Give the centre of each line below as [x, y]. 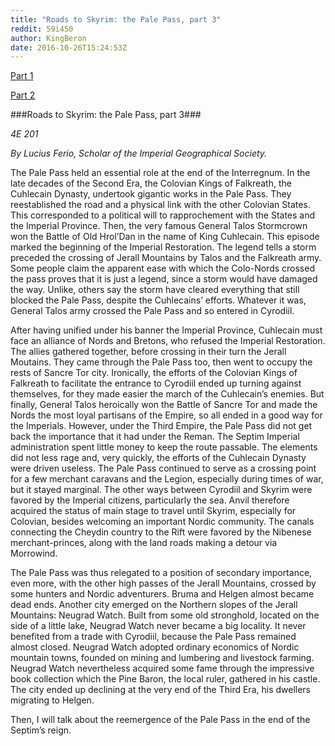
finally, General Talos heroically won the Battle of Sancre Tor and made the [164, 405]
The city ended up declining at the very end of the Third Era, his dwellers [161, 690]
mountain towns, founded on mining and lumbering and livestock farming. [162, 658]
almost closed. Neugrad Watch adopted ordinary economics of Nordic [155, 647]
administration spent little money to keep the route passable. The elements [164, 447]
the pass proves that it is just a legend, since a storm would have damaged [164, 279]
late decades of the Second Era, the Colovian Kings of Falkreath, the [151, 183]
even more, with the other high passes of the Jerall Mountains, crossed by [163, 583]
